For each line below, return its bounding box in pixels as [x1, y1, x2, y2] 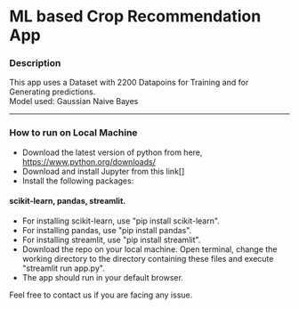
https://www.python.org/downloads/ [21, 156, 156, 167]
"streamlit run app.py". [21, 263, 105, 273]
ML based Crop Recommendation [9, 6, 262, 27]
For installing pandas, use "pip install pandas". [21, 224, 192, 235]
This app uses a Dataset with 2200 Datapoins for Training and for [9, 77, 249, 88]
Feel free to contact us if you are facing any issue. [9, 289, 193, 300]
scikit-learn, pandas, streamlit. [9, 196, 126, 207]
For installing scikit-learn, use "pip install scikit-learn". [21, 215, 220, 226]
